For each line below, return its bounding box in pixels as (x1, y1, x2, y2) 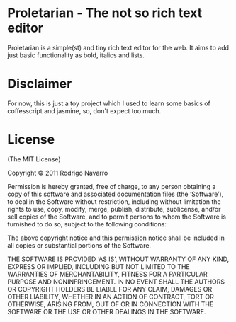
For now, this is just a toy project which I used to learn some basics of (7, 99, 211, 108)
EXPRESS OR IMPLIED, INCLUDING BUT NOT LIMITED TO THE (7, 262, 190, 270)
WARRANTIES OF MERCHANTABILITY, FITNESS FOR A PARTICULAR (7, 270, 208, 278)
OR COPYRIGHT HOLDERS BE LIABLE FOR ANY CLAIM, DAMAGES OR (7, 284, 213, 293)
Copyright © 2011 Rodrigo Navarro (7, 168, 108, 177)
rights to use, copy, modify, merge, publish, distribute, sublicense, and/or (7, 205, 221, 213)
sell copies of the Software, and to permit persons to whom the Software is (7, 212, 227, 221)
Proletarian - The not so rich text (7, 5, 203, 21)
